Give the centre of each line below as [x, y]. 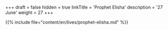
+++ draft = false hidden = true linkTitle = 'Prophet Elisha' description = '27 [84, 7]
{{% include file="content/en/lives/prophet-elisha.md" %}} [67, 22]
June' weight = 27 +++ [29, 12]
